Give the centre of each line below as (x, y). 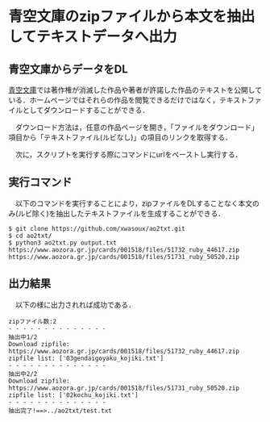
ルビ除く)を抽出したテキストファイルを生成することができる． (122, 213)
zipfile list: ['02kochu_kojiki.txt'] (73, 395)
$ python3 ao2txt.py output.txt (62, 243)
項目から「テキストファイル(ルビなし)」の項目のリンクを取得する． (120, 137)
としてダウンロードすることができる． (86, 110)
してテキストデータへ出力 (93, 37)
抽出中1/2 (23, 337)
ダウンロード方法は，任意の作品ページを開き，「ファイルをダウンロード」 (137, 127)
